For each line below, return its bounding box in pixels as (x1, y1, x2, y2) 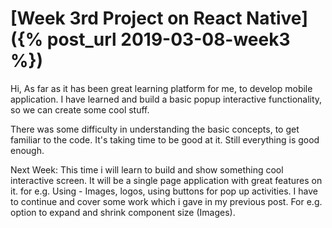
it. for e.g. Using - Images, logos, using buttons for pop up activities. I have (10, 185, 318, 197)
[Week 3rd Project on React (10, 7, 243, 30)
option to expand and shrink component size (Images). (10, 206, 236, 218)
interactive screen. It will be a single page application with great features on (10, 174, 323, 186)
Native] (246, 7, 308, 30)
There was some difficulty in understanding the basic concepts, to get (10, 123, 300, 135)
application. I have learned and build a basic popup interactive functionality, (10, 93, 323, 105)
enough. (10, 144, 45, 156)
